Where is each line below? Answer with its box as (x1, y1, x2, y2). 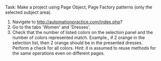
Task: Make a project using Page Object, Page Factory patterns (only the (5, 4, 153, 10)
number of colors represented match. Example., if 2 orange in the (12, 34, 145, 40)
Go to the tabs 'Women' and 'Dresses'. (12, 24, 91, 30)
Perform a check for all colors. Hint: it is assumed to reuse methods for (12, 45, 156, 51)
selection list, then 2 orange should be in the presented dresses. (12, 40, 143, 46)
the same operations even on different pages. (12, 50, 105, 56)
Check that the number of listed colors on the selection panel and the (12, 30, 153, 35)
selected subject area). (5, 9, 52, 15)
